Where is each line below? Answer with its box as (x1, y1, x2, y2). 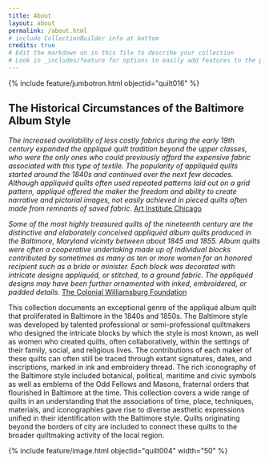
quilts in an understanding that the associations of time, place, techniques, (8, 396, 255, 405)
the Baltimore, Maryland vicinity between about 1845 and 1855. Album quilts (8, 236, 261, 245)
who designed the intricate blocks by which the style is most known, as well (8, 328, 259, 337)
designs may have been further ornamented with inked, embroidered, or (8, 278, 247, 288)
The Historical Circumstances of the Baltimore (8, 102, 244, 115)
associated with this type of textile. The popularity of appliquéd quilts (8, 161, 239, 171)
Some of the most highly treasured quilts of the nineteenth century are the (8, 219, 254, 228)
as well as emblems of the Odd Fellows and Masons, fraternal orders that (8, 379, 250, 389)
